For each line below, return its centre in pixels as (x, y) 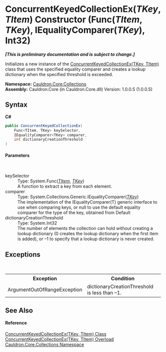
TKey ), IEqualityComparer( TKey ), (75, 30)
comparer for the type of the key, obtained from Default (74, 213)
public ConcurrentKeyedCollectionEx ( (44, 126)
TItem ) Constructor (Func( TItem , (74, 20)
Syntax (16, 105)
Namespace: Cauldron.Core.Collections (46, 84)
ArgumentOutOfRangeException (45, 290)
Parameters (17, 155)
